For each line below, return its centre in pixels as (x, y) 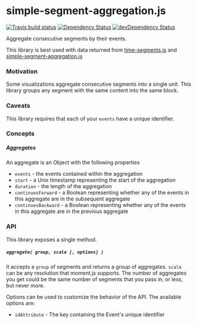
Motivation (22, 71)
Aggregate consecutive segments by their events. (66, 38)
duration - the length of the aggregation (63, 186)
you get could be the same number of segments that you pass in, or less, (95, 279)
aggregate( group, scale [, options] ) (55, 252)
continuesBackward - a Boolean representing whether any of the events (100, 205)
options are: (21, 303)
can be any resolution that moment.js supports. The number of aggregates (96, 273)
